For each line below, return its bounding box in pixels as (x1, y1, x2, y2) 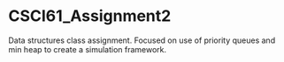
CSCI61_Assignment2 (8, 6, 172, 26)
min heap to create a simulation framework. (8, 44, 167, 54)
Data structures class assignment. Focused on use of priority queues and (8, 35, 276, 45)
